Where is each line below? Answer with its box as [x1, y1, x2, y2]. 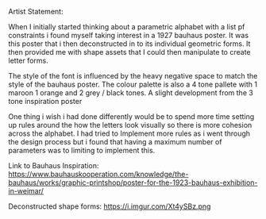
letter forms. [8, 56, 49, 65]
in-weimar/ [8, 186, 44, 195]
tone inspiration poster [8, 97, 83, 106]
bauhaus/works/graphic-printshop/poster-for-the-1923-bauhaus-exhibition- [8, 178, 258, 187]
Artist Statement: [8, 7, 64, 16]
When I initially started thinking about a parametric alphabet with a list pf [8, 22, 245, 31]
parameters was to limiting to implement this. [8, 146, 156, 155]
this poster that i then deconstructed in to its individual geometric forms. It [8, 39, 251, 48]
